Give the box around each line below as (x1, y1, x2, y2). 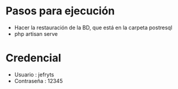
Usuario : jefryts (14, 70, 55, 78)
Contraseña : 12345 (14, 77, 64, 84)
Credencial (5, 51, 61, 65)
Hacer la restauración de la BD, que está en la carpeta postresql (14, 24, 173, 31)
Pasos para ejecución (5, 4, 115, 18)
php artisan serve (14, 30, 58, 37)
